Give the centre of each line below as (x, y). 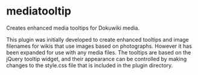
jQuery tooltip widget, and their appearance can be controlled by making (97, 59)
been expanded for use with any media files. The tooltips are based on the (99, 52)
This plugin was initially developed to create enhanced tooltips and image (97, 39)
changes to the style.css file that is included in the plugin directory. (90, 65)
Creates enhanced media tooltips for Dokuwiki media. (73, 28)
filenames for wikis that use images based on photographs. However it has (99, 46)
